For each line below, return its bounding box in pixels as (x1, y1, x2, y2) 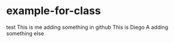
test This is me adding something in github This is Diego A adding (6, 24, 169, 31)
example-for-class (6, 4, 101, 18)
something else (6, 29, 44, 37)
